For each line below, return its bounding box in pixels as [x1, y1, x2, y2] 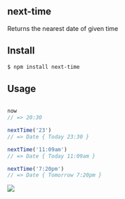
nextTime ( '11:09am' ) [7, 146, 68, 153]
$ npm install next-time [7, 63, 80, 70]
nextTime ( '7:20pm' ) [7, 165, 65, 172]
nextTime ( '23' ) [7, 127, 52, 134]
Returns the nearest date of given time [7, 24, 119, 32]
